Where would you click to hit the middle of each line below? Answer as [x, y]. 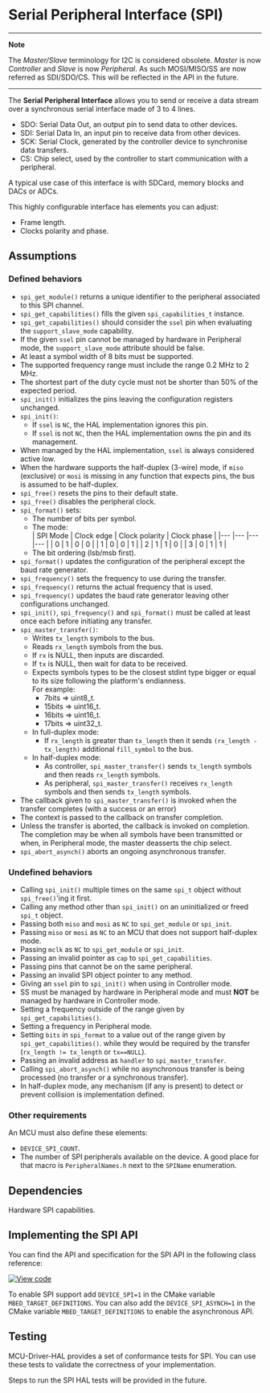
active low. [38, 459]
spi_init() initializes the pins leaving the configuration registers [126, 398]
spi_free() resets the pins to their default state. [99, 492]
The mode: [50, 527]
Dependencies [45, 1191]
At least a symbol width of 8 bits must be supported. [107, 356]
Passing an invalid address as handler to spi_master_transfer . [123, 1060]
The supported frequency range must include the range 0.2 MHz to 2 [134, 365]
